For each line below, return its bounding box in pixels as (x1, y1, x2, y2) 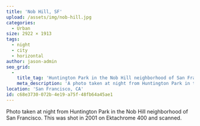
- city (11, 48, 28, 53)
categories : (6, 20, 36, 26)
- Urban (11, 25, 31, 31)
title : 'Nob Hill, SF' (6, 8, 62, 15)
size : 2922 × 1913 (6, 31, 52, 37)
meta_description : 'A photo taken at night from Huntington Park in (17, 81, 190, 87)
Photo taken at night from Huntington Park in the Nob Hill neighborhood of (6, 108, 189, 115)
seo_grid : (6, 64, 31, 70)
